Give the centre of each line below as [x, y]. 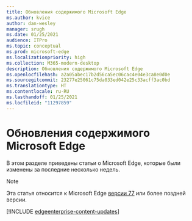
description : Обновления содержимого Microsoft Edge [75, 69]
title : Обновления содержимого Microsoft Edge [66, 12]
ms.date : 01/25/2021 [33, 35]
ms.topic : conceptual [34, 46]
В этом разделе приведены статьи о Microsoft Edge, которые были [94, 163]
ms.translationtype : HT [37, 86]
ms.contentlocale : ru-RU [38, 92]
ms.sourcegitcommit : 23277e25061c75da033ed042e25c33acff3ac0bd [88, 80]
